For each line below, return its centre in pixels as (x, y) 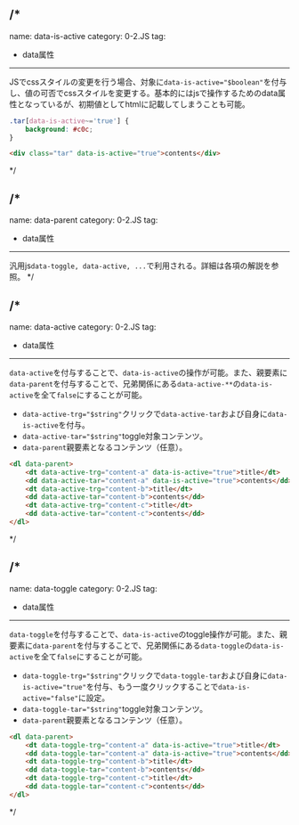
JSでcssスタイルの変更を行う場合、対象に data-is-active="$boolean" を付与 (148, 82)
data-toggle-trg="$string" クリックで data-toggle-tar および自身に (145, 675)
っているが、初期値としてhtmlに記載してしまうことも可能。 (141, 104)
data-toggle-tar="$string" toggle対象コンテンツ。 (114, 708)
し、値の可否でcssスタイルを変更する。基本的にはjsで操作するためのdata (144, 93)
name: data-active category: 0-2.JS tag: (83, 327)
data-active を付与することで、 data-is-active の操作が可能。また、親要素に (149, 372)
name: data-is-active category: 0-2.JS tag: (88, 36)
